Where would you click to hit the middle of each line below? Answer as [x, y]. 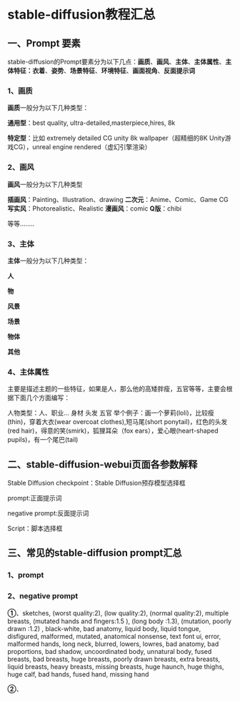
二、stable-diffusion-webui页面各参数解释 [102, 464]
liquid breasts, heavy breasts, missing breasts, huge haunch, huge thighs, [116, 666]
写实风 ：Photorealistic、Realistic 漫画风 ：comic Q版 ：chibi [95, 208]
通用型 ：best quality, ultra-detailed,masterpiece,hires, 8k [91, 123]
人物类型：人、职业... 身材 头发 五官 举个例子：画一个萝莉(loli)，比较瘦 [111, 413]
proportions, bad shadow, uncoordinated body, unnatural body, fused [110, 651]
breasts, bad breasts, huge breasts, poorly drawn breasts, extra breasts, [114, 659]
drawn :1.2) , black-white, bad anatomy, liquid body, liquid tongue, [104, 628]
